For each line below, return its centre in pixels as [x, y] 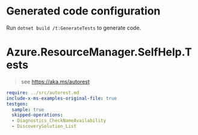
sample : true [28, 110]
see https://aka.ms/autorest [55, 81]
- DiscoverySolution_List [44, 127]
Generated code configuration [83, 11]
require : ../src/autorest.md [43, 93]
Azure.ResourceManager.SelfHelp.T [99, 52]
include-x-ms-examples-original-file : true [62, 98]
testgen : [17, 104]
